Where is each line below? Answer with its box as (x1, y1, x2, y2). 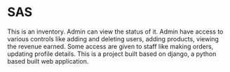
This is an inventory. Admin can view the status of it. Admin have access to (7, 27, 224, 36)
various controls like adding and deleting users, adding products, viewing (7, 34, 219, 43)
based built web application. (7, 57, 89, 65)
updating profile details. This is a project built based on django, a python (7, 50, 217, 58)
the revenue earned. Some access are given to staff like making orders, (7, 42, 214, 50)
